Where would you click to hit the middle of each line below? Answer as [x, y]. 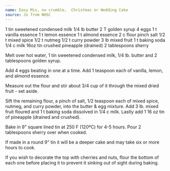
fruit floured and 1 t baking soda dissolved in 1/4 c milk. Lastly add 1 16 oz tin [85, 112]
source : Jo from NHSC [28, 15]
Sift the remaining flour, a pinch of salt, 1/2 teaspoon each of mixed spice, [82, 101]
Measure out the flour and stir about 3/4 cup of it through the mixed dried [82, 85]
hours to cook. [20, 147]
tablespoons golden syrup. [33, 60]
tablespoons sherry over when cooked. [46, 132]
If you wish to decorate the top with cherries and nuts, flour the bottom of [82, 157]
